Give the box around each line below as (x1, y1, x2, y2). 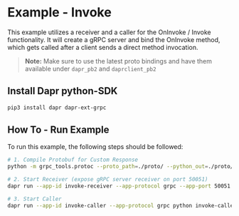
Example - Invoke (7, 4, 112, 21)
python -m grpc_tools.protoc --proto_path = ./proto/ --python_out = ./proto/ (7, 163, 234, 170)
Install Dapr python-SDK (7, 85, 118, 97)
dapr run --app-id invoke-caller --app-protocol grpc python (7, 202, 193, 209)
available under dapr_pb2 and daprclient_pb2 (24, 64, 156, 73)
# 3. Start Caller (7, 195, 62, 202)
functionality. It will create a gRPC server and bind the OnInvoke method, (7, 35, 221, 43)
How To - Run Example (7, 124, 110, 136)
